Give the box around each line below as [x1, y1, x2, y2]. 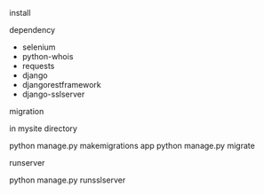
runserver [9, 158, 45, 167]
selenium [21, 42, 56, 52]
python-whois [21, 51, 74, 61]
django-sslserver [21, 89, 85, 99]
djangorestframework [21, 80, 101, 89]
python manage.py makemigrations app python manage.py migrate [9, 141, 255, 151]
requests [21, 61, 55, 71]
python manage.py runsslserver [9, 175, 126, 185]
